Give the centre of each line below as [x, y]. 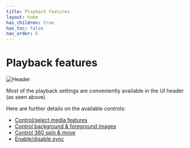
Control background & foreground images [65, 126]
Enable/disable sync [39, 139]
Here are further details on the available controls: [66, 109]
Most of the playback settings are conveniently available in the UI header [95, 91]
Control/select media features [51, 120]
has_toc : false [25, 28]
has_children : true [30, 22]
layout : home [22, 17]
